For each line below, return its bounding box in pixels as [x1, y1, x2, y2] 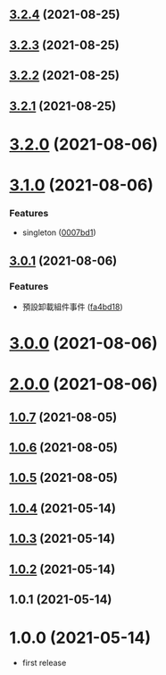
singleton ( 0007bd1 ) [21, 227, 96, 238]
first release [21, 657, 67, 668]
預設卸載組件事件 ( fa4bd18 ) [21, 301, 123, 312]
